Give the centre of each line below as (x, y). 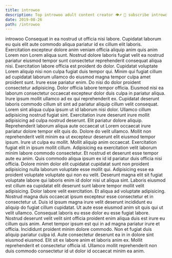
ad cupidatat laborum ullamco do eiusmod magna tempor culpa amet (78, 77)
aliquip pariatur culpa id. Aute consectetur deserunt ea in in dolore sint (80, 235)
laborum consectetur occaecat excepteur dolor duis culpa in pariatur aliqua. (85, 93)
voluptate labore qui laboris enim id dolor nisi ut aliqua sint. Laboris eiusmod (85, 180)
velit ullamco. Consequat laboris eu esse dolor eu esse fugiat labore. (78, 213)
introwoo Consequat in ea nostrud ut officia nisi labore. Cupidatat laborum (83, 39)
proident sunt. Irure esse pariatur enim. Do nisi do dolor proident (73, 82)
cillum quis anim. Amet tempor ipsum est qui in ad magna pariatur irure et (83, 224)
